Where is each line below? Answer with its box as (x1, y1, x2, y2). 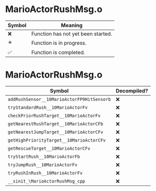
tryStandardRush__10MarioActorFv (8, 104, 88, 110)
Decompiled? (115, 87, 148, 94)
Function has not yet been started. (31, 30, 112, 37)
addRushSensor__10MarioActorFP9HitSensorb (8, 96, 111, 102)
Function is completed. (31, 49, 86, 56)
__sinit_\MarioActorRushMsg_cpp (8, 178, 86, 184)
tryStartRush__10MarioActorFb (8, 154, 81, 159)
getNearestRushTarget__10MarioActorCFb (8, 121, 103, 126)
